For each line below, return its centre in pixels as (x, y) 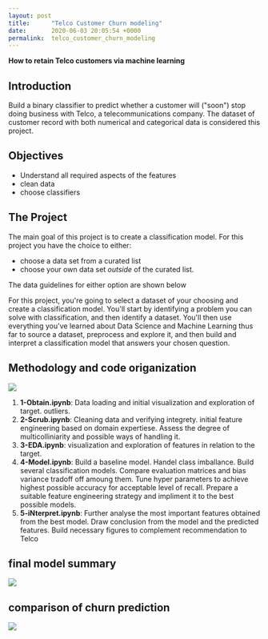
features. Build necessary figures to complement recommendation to (133, 530)
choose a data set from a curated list (80, 260)
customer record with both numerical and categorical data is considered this (134, 123)
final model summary (62, 563)
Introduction (40, 86)
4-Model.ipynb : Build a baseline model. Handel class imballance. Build (137, 462)
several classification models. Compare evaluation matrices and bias (133, 470)
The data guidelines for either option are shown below (97, 284)
